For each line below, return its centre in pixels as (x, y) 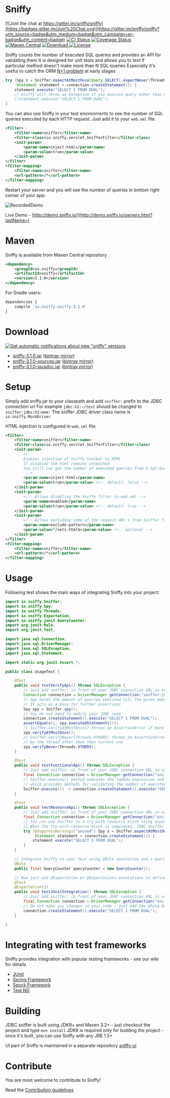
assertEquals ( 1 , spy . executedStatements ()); (71, 723)
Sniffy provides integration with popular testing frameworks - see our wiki (82, 959)
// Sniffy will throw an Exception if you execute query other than (88, 94)
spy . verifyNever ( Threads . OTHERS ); (60, 747)
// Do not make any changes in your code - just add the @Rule (91, 906)
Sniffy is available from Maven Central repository (56, 255)
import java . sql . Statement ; (35, 653)
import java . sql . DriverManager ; (39, 644)
